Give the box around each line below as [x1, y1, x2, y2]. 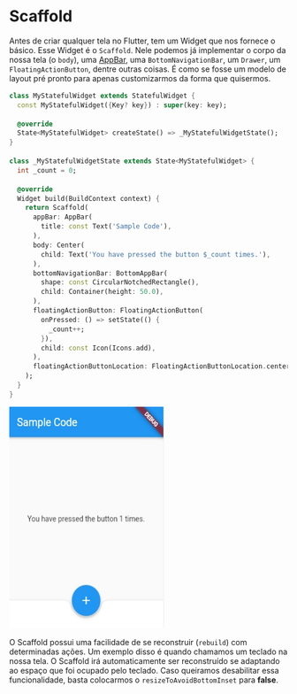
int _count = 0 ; [17, 166, 77, 174]
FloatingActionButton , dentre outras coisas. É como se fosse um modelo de [9, 64, 287, 74]
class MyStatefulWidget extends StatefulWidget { [9, 91, 196, 100]
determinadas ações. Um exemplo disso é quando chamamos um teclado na [9, 646, 288, 657]
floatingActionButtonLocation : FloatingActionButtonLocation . [32, 362, 267, 371]
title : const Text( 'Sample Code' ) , [41, 222, 172, 231]
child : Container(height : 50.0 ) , [41, 288, 164, 297]
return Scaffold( [25, 204, 89, 212]
